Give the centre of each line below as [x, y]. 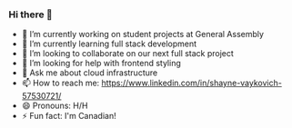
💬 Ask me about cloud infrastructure [90, 73]
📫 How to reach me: [60, 83]
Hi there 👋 [31, 15]
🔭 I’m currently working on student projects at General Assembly [143, 34]
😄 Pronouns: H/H [55, 106]
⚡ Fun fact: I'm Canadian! [69, 116]
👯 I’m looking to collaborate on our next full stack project [127, 54]
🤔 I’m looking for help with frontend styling [101, 64]
